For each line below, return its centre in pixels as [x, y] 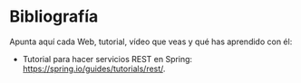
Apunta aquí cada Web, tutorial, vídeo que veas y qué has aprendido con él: [151, 41]
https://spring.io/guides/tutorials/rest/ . [94, 69]
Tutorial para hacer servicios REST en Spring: [107, 59]
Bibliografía [54, 17]
